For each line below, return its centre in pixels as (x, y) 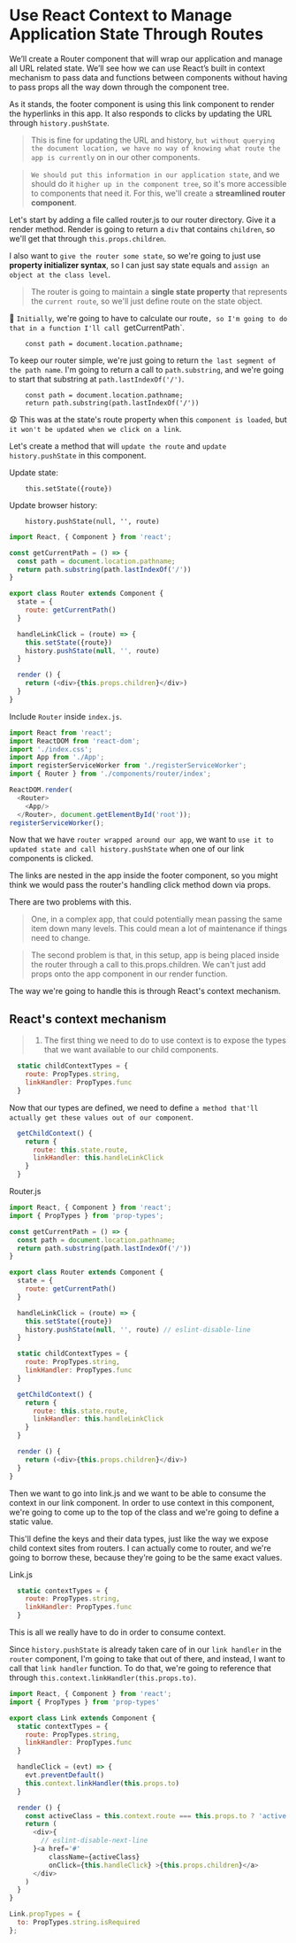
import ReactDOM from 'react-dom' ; (75, 741)
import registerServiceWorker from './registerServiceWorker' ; (128, 766)
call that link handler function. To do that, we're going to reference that (140, 1668)
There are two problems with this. (70, 902)
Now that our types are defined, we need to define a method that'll (134, 1107)
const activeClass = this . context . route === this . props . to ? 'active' (158, 1816)
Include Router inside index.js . (65, 716)
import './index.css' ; (51, 749)
